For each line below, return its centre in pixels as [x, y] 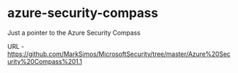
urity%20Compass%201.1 [45, 61]
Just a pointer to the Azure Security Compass [74, 33]
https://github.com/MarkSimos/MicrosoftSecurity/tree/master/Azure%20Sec [119, 54]
